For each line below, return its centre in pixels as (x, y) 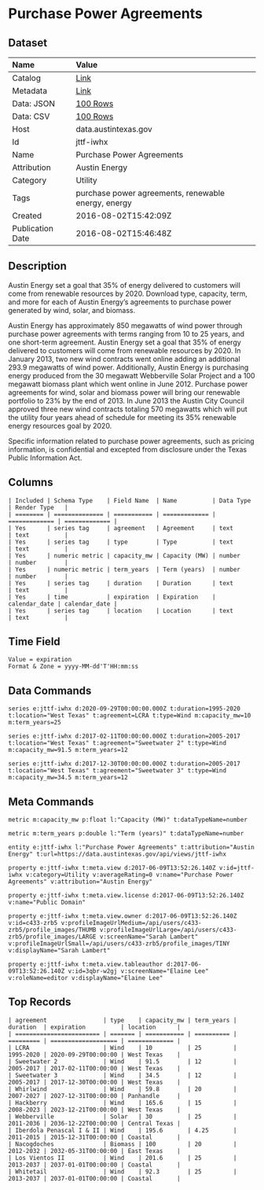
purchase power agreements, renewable (150, 193)
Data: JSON (34, 103)
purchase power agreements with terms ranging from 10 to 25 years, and (126, 333)
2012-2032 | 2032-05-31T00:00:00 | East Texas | (94, 1151)
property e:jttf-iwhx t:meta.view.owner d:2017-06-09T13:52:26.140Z (123, 916)
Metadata (30, 91)
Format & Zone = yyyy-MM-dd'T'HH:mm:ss (73, 667)
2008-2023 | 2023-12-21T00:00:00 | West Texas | (94, 1110)
